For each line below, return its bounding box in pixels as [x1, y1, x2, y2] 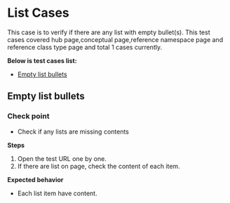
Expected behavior [7, 175, 64, 183]
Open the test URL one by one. [17, 154, 107, 162]
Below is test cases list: [7, 56, 77, 64]
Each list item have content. [17, 189, 97, 197]
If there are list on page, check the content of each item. [17, 162, 180, 170]
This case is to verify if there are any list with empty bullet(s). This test [7, 28, 210, 36]
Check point [7, 111, 50, 121]
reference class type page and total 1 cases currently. [7, 43, 163, 51]
